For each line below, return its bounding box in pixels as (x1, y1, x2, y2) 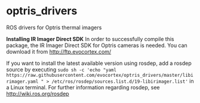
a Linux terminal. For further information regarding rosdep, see (6, 83, 160, 90)
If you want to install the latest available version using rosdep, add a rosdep (6, 60, 192, 67)
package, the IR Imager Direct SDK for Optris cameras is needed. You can (6, 42, 188, 49)
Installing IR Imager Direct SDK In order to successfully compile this (6, 35, 174, 42)
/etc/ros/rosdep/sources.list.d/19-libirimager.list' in (51, 77, 194, 85)
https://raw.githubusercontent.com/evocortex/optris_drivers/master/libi (6, 72, 194, 78)
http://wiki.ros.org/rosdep (6, 90, 70, 97)
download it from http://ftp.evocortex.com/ (6, 48, 112, 55)
